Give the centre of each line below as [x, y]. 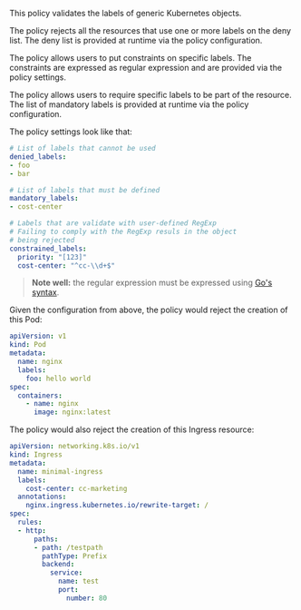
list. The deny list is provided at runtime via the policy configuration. [136, 40]
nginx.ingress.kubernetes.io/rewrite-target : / [117, 506]
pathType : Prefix [74, 556]
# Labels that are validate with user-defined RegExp [113, 223]
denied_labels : [38, 157]
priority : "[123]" [53, 257]
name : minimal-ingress [60, 471]
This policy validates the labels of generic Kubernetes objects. [126, 13]
